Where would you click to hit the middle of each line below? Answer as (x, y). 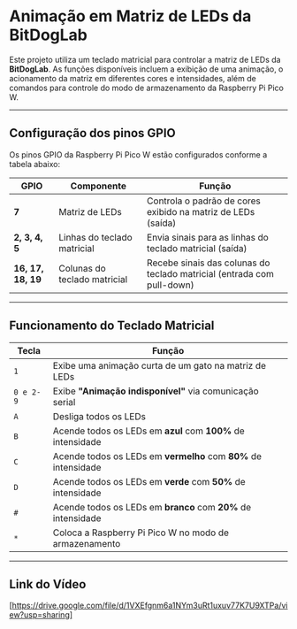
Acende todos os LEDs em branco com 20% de (152, 507)
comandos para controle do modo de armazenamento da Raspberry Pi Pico (147, 88)
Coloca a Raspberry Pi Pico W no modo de (141, 533)
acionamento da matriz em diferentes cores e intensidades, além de (133, 78)
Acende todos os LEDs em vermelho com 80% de (157, 456)
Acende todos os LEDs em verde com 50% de (149, 481)
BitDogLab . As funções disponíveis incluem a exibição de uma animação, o (146, 69)
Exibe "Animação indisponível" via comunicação (156, 391)
